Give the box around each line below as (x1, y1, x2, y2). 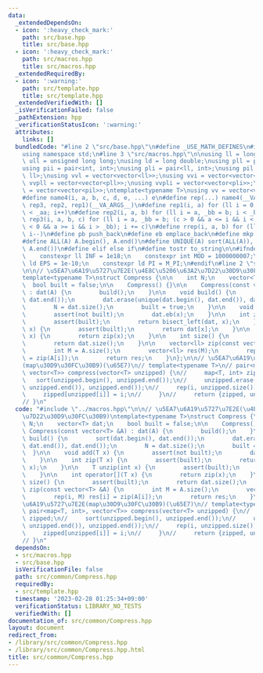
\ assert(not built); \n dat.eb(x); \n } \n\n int (22, 311, 250, 318)
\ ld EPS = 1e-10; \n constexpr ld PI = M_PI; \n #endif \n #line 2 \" (22, 260, 254, 267)
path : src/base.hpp (22, 33, 86, 42)
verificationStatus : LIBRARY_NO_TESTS (15, 602, 142, 610)
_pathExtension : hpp (15, 114, 82, 122)
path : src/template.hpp (22, 84, 100, 93)
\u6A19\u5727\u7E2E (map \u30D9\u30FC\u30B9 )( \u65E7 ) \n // (22, 500, 209, 508)
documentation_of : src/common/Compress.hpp (8, 617, 153, 624)
